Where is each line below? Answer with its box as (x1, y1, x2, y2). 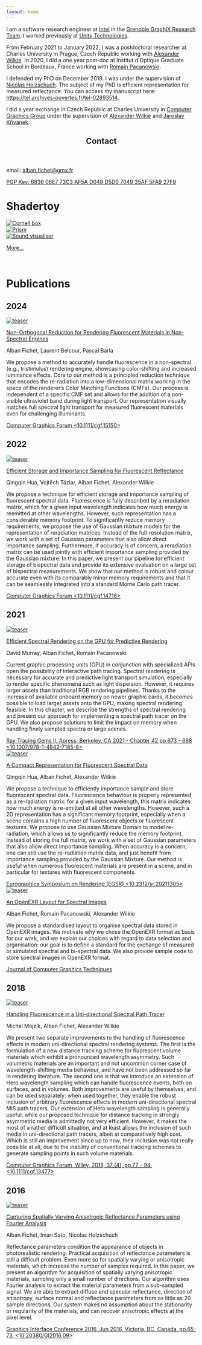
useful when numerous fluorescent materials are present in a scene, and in (6, 862, 192, 869)
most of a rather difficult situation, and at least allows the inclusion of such (6, 1124, 192, 1132)
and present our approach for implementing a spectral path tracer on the (6, 712, 187, 720)
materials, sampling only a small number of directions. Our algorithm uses (6, 1275, 189, 1283)
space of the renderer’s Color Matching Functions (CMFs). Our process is (6, 384, 189, 391)
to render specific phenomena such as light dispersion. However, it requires (6, 680, 195, 687)
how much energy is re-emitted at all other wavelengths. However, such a (6, 804, 190, 811)
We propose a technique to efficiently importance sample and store (6, 784, 174, 792)
